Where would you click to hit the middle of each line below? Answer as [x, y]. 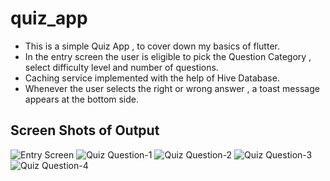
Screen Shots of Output [85, 130]
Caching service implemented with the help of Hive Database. [152, 78]
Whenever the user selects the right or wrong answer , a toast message [172, 88]
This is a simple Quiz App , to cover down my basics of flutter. [152, 46]
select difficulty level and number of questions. [121, 67]
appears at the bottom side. [82, 99]
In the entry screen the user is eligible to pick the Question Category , [168, 56]
